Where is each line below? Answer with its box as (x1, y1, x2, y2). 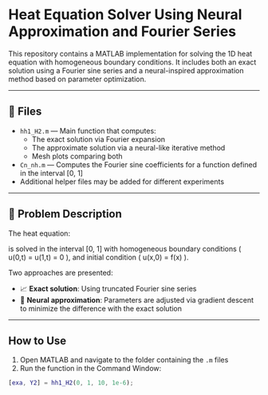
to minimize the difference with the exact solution (19, 303, 182, 313)
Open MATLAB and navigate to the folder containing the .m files (19, 355, 229, 365)
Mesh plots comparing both (31, 151, 123, 161)
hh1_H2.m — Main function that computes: (19, 126, 157, 135)
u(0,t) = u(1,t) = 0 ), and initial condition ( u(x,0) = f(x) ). (8, 252, 189, 262)
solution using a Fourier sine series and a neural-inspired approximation (8, 65, 244, 75)
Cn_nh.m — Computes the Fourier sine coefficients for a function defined (19, 159, 258, 169)
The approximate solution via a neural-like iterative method (31, 143, 226, 152)
